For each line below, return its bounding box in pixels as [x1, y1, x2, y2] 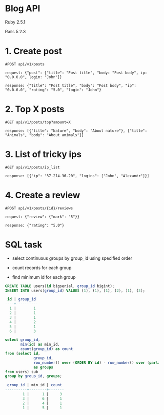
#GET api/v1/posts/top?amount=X [5, 120, 71, 124]
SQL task [5, 239, 42, 250]
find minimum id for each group [12, 274, 76, 280]
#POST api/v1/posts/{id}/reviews [5, 206, 73, 210]
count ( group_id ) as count [20, 347, 73, 352]
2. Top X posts [5, 104, 65, 115]
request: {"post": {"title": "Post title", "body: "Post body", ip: [5, 70, 147, 75]
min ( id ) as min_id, [20, 342, 60, 347]
